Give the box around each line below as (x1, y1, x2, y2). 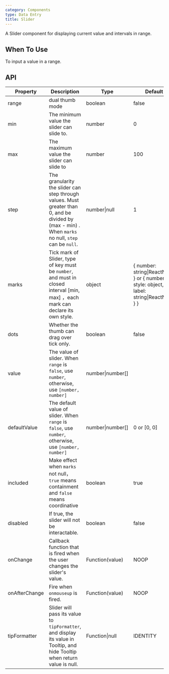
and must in (48, 274, 76, 281)
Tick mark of (48, 249, 79, 256)
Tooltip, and (48, 642, 77, 649)
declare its (48, 307, 74, 314)
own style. (48, 313, 73, 320)
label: (133, 288, 146, 294)
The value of (48, 349, 79, 355)
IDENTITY (133, 633, 157, 639)
